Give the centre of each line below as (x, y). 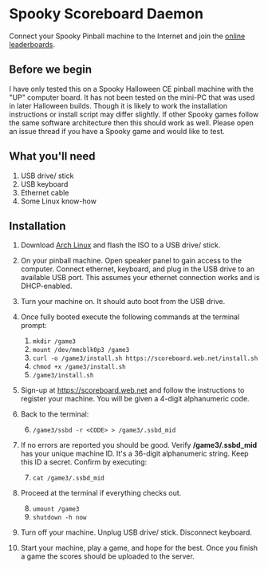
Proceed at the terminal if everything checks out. (101, 493)
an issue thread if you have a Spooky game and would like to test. (117, 131)
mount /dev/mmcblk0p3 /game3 (81, 350)
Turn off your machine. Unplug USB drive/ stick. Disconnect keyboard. (136, 532)
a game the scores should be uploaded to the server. (107, 556)
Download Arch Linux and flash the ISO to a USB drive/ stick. (120, 245)
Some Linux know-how (58, 201)
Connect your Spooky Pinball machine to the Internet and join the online (127, 36)
